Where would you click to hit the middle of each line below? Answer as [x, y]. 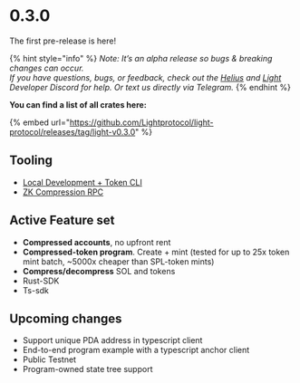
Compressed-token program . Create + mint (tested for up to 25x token [156, 252]
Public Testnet [49, 359]
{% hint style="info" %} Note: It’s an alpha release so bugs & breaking [141, 58]
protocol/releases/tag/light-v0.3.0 [73, 131]
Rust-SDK [41, 281]
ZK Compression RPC [63, 192]
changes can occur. [47, 68]
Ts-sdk [36, 290]
